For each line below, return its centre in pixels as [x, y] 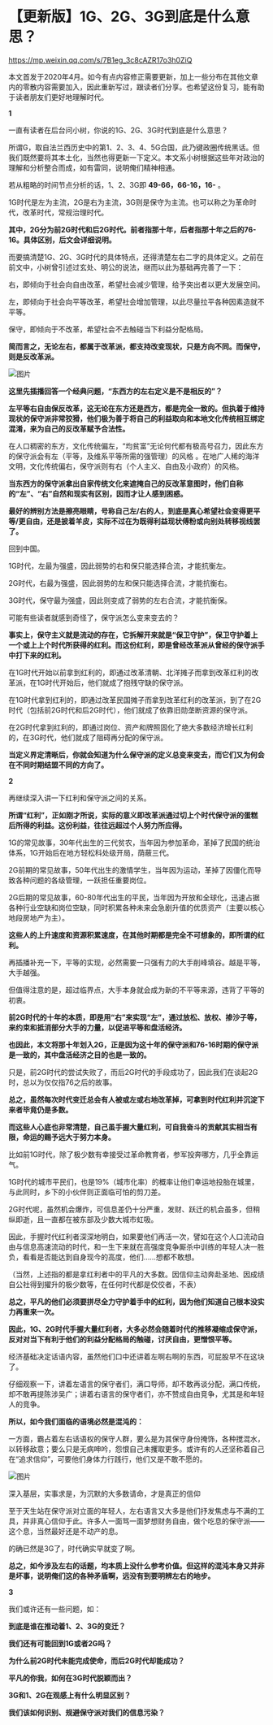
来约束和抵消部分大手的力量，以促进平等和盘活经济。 [97, 1027]
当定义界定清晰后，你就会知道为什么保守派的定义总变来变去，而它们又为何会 [136, 754]
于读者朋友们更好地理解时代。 [58, 97]
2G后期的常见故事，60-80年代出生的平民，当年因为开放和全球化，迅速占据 [134, 897]
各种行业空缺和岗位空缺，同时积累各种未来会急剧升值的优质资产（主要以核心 [136, 908]
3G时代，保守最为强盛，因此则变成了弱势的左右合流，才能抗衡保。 [120, 600]
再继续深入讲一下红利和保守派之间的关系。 [80, 798]
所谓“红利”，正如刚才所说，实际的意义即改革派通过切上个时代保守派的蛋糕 [133, 815]
